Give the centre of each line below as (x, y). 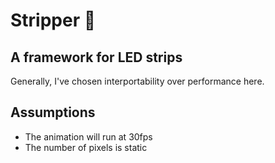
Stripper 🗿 (53, 20)
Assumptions (53, 112)
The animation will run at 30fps (88, 136)
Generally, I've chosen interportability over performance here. (137, 81)
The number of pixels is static (86, 147)
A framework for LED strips (96, 57)
